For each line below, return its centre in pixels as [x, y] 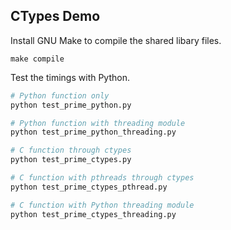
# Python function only [60, 95]
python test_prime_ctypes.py [71, 160]
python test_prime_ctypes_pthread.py [89, 187]
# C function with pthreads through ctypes [102, 178]
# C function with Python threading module [102, 205]
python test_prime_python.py [71, 105]
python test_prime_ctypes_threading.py [93, 214]
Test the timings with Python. [70, 77]
